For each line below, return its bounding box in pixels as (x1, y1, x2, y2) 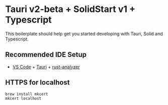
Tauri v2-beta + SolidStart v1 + (5, 3, 136, 15)
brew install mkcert (5, 91, 49, 96)
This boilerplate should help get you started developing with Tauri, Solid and (5, 30, 163, 36)
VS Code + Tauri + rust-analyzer (12, 63, 80, 69)
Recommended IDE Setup (5, 50, 87, 59)
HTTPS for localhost (5, 78, 70, 87)
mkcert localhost (5, 96, 42, 101)
